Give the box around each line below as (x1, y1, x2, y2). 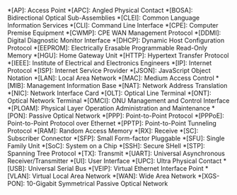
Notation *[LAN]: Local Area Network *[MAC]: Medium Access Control (7, 74, 214, 82)
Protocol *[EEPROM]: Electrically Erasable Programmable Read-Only (7, 44, 207, 52)
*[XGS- (197, 172, 220, 180)
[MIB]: (7, 82, 25, 89)
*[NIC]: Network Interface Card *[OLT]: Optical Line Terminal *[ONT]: (7, 89, 212, 97)
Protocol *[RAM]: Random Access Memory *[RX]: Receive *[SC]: (7, 127, 199, 135)
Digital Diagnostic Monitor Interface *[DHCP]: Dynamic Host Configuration (7, 36, 225, 45)
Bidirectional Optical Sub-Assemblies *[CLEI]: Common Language (7, 13, 200, 22)
